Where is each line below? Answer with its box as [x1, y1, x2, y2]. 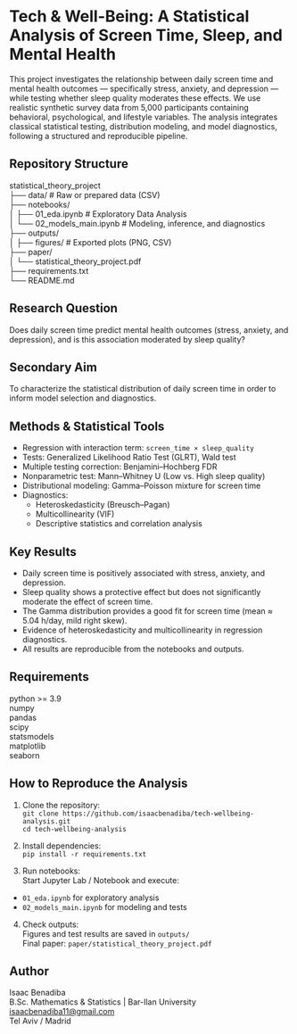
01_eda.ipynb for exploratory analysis [21, 892, 160, 903]
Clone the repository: [21, 799, 101, 810]
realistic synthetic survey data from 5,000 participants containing [9, 102, 250, 112]
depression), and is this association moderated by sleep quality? [9, 334, 245, 344]
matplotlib [9, 740, 46, 751]
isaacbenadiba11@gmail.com [9, 1006, 115, 1017]
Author [9, 964, 49, 979]
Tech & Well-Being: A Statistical [9, 6, 250, 27]
